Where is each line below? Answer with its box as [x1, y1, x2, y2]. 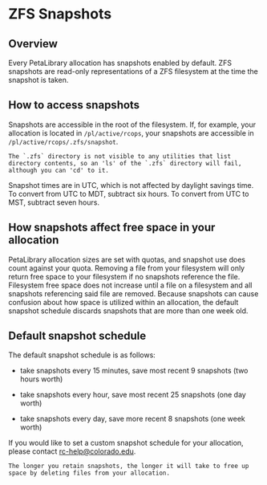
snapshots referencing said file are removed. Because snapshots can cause [8, 288, 259, 298]
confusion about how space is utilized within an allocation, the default [8, 297, 239, 307]
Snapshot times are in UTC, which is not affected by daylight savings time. [8, 180, 254, 190]
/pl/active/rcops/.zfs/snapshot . [8, 137, 119, 146]
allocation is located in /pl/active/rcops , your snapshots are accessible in [8, 128, 254, 137]
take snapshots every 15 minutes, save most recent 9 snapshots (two [19, 366, 249, 376]
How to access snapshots [8, 98, 140, 112]
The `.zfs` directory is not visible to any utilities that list [8, 152, 231, 161]
